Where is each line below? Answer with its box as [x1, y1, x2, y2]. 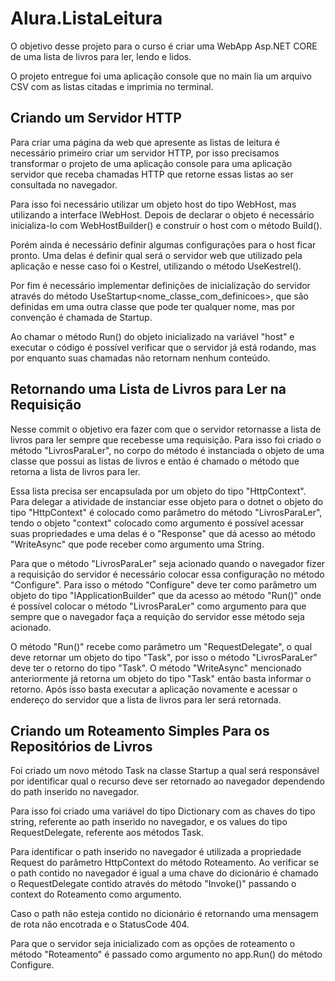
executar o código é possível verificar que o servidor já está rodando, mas [10, 341, 317, 353]
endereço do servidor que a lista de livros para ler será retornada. [10, 693, 282, 706]
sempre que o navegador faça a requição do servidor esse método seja [10, 610, 305, 622]
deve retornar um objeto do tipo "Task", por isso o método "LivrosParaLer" [10, 651, 318, 663]
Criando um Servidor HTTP [10, 110, 182, 127]
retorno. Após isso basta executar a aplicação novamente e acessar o [10, 683, 298, 695]
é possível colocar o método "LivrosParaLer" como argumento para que [10, 600, 307, 612]
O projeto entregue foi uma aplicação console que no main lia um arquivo [10, 70, 312, 82]
